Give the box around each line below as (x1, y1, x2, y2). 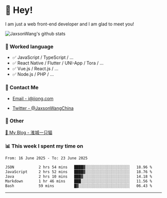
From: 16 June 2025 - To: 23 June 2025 (5, 156, 88, 161)
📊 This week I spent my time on (5, 142, 83, 149)
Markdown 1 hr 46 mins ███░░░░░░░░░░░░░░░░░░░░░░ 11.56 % (5, 179, 153, 184)
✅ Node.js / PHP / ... (12, 71, 54, 77)
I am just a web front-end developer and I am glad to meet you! (5, 21, 134, 27)
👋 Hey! (5, 4, 33, 16)
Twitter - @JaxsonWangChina (12, 105, 74, 111)
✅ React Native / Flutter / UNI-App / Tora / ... (12, 60, 104, 66)
